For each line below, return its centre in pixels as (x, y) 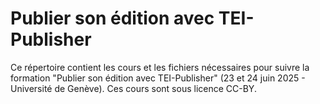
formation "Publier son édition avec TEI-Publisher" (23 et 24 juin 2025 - (158, 78)
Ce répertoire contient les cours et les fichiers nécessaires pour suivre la (160, 67)
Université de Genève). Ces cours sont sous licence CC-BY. (133, 88)
